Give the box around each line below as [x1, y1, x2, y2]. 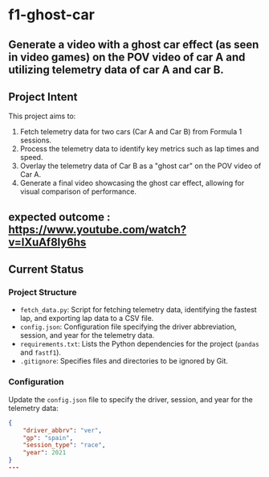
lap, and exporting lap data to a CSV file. [19, 314, 154, 323]
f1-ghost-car [8, 6, 95, 24]
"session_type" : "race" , [22, 441, 106, 450]
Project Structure [8, 287, 77, 298]
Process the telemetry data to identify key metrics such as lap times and [19, 144, 259, 154]
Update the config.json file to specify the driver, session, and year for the [8, 394, 253, 404]
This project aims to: [8, 111, 76, 121]
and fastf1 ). [19, 347, 62, 357]
